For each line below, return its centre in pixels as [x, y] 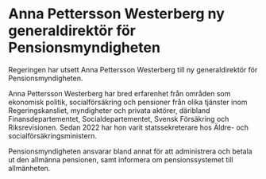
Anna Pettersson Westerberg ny [116, 14]
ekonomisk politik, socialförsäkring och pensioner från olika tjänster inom [128, 102]
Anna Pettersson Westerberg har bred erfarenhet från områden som [120, 93]
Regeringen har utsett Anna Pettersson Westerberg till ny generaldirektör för [133, 69]
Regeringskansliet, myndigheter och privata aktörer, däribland [109, 110]
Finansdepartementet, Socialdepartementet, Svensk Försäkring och [119, 119]
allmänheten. [29, 168]
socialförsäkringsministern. [52, 135]
